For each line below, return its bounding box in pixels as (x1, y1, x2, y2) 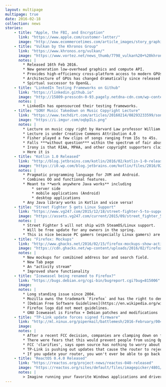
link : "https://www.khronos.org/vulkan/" (18, 48, 105, 53)
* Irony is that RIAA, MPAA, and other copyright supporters (23, 145, 152, 150)
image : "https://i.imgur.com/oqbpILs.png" (18, 117, 107, 122)
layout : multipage (5, 7, 43, 12)
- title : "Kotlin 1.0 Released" (14, 154, 81, 159)
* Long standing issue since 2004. (23, 292, 96, 297)
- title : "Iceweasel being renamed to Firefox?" (14, 273, 116, 278)
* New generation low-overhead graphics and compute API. (23, 67, 145, 72)
